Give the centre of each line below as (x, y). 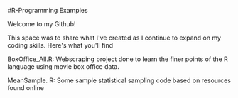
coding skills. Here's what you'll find (60, 45)
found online (26, 88)
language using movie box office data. (63, 66)
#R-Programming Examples (48, 10)
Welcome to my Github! (42, 24)
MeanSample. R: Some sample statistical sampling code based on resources (119, 80)
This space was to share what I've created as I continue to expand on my (114, 38)
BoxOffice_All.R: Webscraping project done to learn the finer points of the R (118, 59)
